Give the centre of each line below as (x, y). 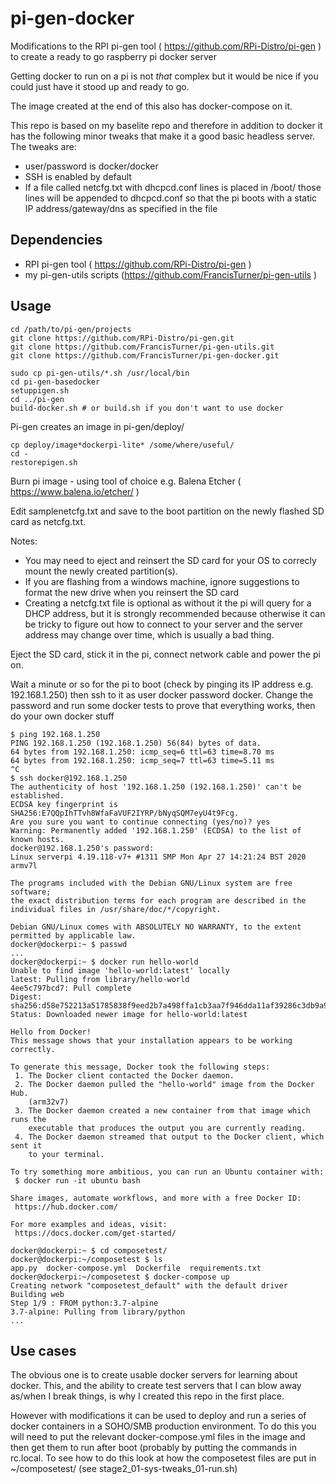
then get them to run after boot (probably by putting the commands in (153, 1448)
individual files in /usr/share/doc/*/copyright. (116, 909)
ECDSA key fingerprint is (64, 804)
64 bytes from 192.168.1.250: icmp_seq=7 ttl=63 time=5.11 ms (142, 760)
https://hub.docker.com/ (66, 1207)
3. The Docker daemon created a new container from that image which (162, 1110)
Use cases (43, 1350)
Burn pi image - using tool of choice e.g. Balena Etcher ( (126, 481)
